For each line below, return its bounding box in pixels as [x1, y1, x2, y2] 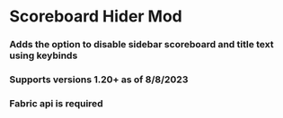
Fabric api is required [9, 97, 103, 109]
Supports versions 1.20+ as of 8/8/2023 [9, 73, 189, 86]
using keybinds [9, 49, 78, 62]
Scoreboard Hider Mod [9, 6, 182, 27]
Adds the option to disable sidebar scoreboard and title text [9, 38, 274, 51]
